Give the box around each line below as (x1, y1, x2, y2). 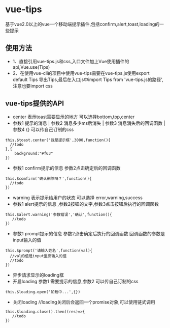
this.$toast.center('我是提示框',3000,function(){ (5, 138, 111, 143)
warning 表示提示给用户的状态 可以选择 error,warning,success (12, 195, 143, 201)
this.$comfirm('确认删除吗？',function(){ (5, 176, 92, 181)
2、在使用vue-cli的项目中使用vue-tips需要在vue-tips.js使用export (12, 70, 150, 76)
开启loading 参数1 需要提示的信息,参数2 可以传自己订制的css (12, 278, 139, 284)
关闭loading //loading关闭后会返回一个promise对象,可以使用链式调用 (12, 299, 156, 305)
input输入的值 (12, 237, 42, 243)
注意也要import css (12, 83, 53, 89)
